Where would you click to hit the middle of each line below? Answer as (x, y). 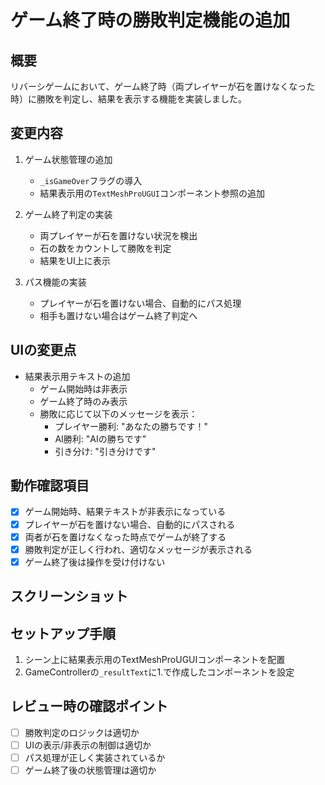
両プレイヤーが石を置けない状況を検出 (118, 235)
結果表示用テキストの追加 (77, 376)
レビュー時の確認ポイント (89, 706)
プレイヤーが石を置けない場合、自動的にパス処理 (140, 303)
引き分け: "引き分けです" (105, 451)
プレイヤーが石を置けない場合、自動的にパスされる (130, 524)
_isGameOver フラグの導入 (91, 180)
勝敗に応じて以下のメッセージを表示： (118, 413)
